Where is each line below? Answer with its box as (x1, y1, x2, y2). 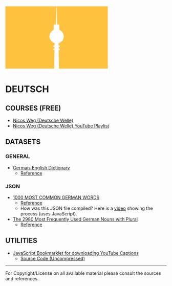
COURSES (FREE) (5, 104, 61, 113)
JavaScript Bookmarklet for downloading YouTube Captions (12, 250, 139, 256)
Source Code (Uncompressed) (20, 255, 85, 261)
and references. (5, 275, 39, 281)
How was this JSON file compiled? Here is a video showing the (20, 205, 153, 211)
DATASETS (5, 138, 41, 146)
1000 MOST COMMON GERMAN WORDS (12, 194, 100, 201)
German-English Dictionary (12, 164, 70, 170)
